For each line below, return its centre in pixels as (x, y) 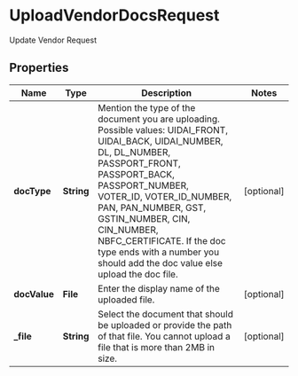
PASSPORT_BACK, (136, 174)
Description (167, 92)
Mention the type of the (146, 107)
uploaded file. (126, 300)
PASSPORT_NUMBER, (143, 185)
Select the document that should (165, 314)
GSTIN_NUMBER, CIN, (144, 218)
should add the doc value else (160, 262)
